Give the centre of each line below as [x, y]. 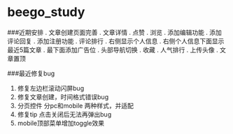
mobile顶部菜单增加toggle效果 [61, 123]
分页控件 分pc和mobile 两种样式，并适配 [76, 105]
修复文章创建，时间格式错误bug [63, 97]
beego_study [46, 12]
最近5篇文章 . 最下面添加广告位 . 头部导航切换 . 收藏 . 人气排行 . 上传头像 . [113, 50]
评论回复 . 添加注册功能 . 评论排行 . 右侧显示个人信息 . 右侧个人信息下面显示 [116, 41]
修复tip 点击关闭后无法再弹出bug [64, 114]
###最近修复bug [31, 73]
